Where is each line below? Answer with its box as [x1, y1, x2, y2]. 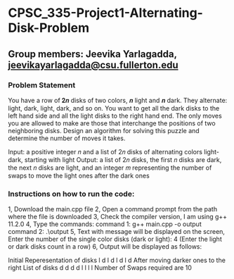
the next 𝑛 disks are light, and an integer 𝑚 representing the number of [8, 163, 212, 172]
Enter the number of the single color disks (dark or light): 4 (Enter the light [8, 235, 222, 244]
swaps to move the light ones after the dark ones [8, 171, 150, 180]
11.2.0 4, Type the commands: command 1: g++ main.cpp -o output [8, 220, 202, 228]
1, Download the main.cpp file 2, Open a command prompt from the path [8, 205, 217, 213]
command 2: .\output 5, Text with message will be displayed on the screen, [8, 228, 226, 236]
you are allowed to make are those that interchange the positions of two [8, 118, 216, 128]
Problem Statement [8, 80, 76, 89]
